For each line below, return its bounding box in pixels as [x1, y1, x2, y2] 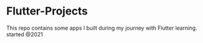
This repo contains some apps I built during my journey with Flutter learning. [6, 24, 198, 31]
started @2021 [6, 30, 43, 38]
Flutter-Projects [6, 4, 88, 18]
